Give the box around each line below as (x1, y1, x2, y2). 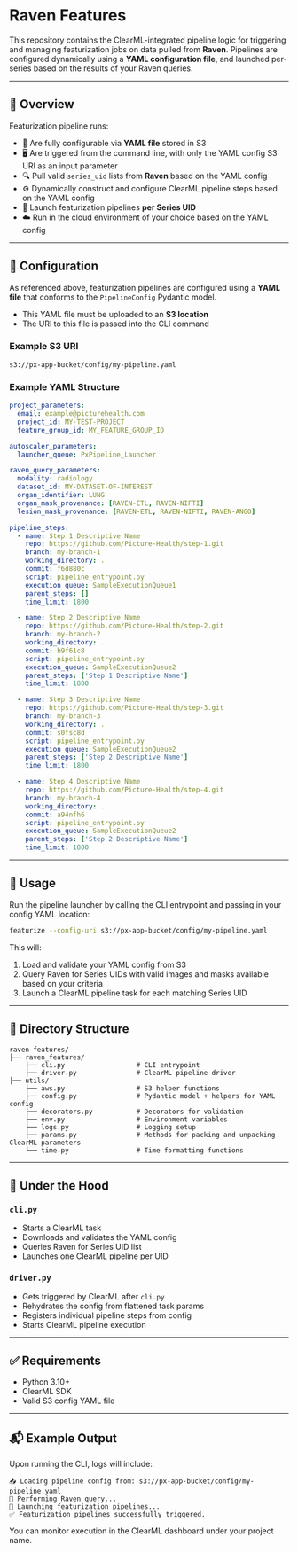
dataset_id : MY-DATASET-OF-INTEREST (17, 482, 153, 492)
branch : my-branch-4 (25, 793, 101, 802)
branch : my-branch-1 (25, 548, 101, 557)
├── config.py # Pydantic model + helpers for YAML (25, 1091, 276, 1100)
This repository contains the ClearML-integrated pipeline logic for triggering (9, 35, 286, 45)
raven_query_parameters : (9, 466, 101, 475)
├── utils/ (9, 1076, 50, 1085)
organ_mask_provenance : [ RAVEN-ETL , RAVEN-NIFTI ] (17, 498, 204, 508)
